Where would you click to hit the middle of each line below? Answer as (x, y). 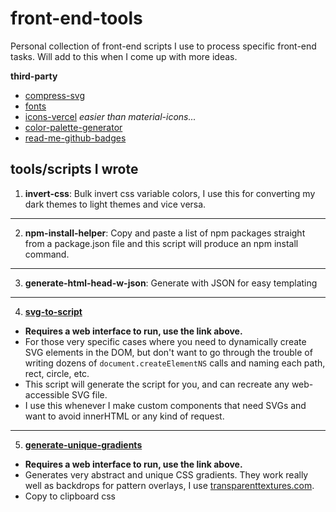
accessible (47, 394)
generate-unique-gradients (83, 444)
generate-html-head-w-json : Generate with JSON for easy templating (171, 283)
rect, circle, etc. (57, 373)
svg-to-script (53, 311)
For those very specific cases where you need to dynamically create (165, 341)
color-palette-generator (73, 127)
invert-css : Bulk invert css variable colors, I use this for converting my (170, 193)
